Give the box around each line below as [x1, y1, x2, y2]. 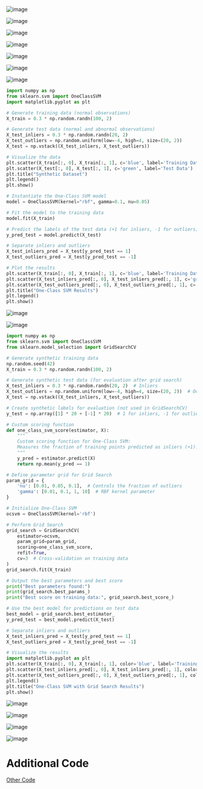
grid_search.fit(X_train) [6, 567, 71, 573]
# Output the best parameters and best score [6, 577, 123, 583]
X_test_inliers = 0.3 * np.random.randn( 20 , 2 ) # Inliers [6, 383, 158, 389]
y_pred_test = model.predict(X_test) [6, 232, 101, 238]
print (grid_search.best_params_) [6, 589, 91, 595]
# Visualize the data [6, 154, 61, 160]
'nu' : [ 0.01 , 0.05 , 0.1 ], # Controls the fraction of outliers [17, 483, 182, 489]
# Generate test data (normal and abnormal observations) [6, 126, 155, 132]
